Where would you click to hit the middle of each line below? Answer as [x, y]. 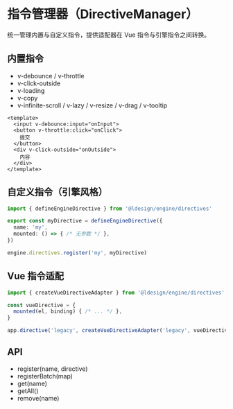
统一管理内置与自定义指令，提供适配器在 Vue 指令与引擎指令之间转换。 [109, 35]
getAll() [28, 391]
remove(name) [38, 398]
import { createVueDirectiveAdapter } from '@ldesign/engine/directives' [116, 293]
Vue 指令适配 [36, 276]
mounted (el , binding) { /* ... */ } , [68, 312]
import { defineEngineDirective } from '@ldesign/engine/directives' [110, 209]
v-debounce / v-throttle [51, 76]
